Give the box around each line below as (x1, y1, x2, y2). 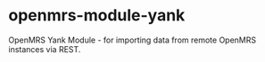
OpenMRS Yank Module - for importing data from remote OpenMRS (8, 35, 257, 45)
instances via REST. (8, 43, 81, 54)
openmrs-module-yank (8, 5, 186, 26)
